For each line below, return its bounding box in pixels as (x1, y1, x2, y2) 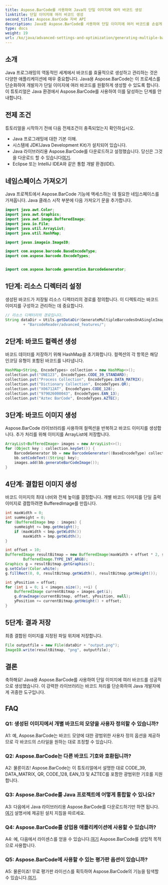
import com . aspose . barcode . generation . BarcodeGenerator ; (5, 267, 126, 272)
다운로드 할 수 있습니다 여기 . (17, 154, 71, 161)
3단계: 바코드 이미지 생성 (5, 411, 77, 419)
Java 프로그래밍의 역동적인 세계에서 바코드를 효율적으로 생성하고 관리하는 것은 (5, 69, 158, 75)
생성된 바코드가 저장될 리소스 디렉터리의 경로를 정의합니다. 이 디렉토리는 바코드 (5, 296, 159, 302)
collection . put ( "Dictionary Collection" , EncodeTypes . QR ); (5, 382, 131, 387)
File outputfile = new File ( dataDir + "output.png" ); (5, 643, 120, 648)
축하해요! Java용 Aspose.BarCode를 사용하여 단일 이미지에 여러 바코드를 (5, 677, 148, 683)
